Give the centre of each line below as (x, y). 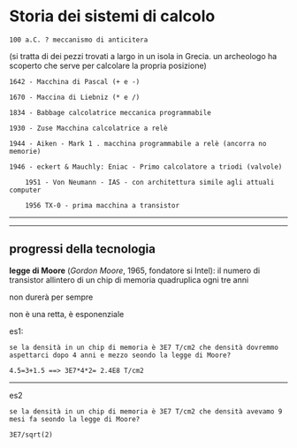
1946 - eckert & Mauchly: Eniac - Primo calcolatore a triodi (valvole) (146, 167)
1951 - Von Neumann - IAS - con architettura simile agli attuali (150, 182)
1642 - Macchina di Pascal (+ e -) (75, 81)
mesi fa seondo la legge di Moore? (75, 419)
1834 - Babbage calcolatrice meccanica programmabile (110, 112)
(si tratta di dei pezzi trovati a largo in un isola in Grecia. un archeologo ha (143, 56)
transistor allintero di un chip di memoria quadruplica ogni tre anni (129, 279)
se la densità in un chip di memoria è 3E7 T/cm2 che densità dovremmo (144, 347)
